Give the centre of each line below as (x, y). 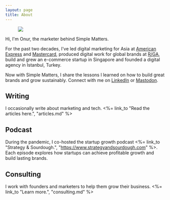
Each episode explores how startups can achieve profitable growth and (80, 153)
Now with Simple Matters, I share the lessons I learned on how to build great (85, 75)
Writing (17, 96)
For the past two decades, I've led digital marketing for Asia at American (81, 48)
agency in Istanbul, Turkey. (33, 65)
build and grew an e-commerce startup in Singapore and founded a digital (83, 60)
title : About (19, 15)
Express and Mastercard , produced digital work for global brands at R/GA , (83, 54)
